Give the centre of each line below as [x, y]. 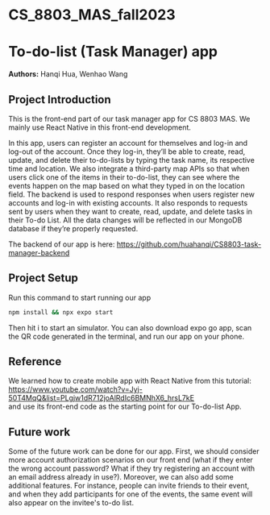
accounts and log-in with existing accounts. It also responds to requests [128, 202]
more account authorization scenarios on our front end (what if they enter [131, 460]
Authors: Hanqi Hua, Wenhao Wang [68, 74]
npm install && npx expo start [61, 312]
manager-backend [39, 252]
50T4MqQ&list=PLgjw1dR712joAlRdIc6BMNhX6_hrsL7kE [102, 398]
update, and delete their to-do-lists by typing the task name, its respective [132, 160]
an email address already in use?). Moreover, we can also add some [121, 477]
